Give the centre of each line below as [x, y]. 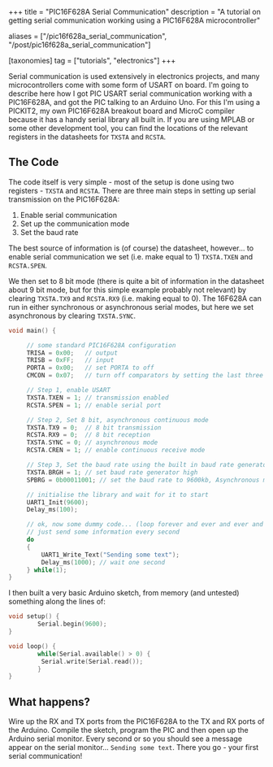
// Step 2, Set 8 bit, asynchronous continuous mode [117, 420]
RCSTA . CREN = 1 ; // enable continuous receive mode [116, 451]
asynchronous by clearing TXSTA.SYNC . [72, 316]
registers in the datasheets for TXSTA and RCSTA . [87, 137]
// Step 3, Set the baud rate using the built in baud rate [130, 465]
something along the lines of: [57, 602]
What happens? [50, 702]
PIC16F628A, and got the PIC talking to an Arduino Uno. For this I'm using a [134, 102]
